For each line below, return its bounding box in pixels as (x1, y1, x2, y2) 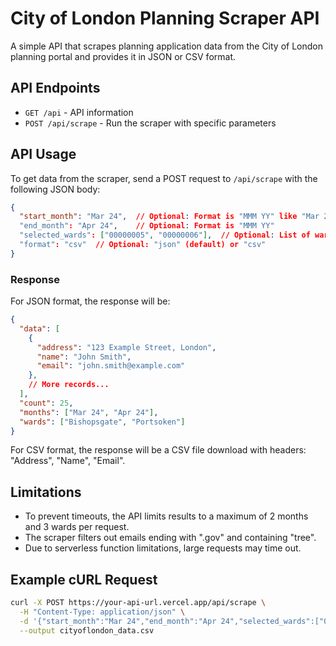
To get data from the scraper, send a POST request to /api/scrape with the (10, 172, 318, 184)
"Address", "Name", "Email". (10, 455, 126, 467)
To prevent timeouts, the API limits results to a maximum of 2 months (24, 510, 309, 522)
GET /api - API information (24, 106, 134, 118)
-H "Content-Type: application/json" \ (19, 607, 186, 617)
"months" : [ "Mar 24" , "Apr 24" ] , (19, 407, 159, 417)
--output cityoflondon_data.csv (19, 625, 155, 636)
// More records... (28, 380, 110, 390)
